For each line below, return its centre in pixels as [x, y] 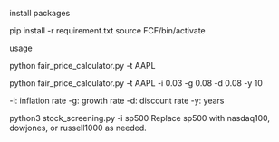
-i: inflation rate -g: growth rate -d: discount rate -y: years [117, 100]
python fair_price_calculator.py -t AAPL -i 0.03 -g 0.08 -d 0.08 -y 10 [136, 83]
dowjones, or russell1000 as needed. [78, 128]
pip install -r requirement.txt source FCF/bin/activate [107, 30]
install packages [40, 13]
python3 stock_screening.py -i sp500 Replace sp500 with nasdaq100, [139, 118]
